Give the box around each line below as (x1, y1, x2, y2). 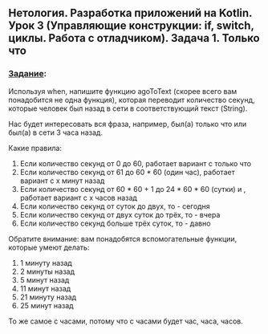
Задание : (8, 68, 47, 79)
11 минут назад (19, 283, 71, 293)
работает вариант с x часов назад (19, 193, 138, 202)
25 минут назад (19, 300, 74, 310)
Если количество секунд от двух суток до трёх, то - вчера (19, 210, 221, 219)
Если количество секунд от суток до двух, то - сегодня (19, 201, 210, 211)
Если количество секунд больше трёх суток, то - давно (19, 218, 211, 228)
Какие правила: (8, 143, 63, 153)
